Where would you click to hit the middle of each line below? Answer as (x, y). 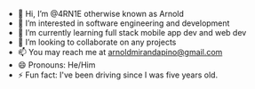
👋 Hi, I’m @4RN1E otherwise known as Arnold (101, 14)
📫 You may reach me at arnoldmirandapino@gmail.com (120, 52)
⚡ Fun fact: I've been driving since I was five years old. (118, 75)
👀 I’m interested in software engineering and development (124, 23)
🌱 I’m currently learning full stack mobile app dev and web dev (132, 32)
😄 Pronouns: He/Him (56, 65)
